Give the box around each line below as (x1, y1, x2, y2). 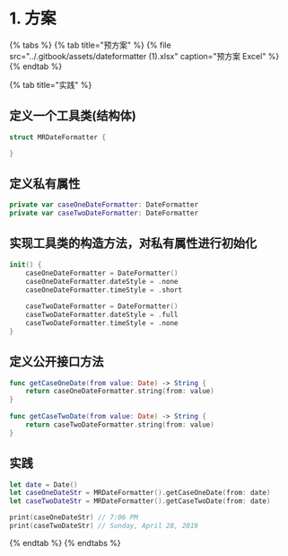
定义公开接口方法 (9, 354, 104, 369)
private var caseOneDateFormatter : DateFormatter (9, 200, 199, 209)
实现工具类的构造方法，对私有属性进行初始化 (9, 235, 257, 252)
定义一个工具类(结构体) (9, 109, 136, 124)
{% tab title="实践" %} (9, 79, 92, 90)
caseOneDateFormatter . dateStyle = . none (25, 277, 179, 286)
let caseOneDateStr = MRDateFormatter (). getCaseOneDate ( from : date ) (9, 489, 271, 498)
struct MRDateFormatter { (9, 132, 106, 142)
